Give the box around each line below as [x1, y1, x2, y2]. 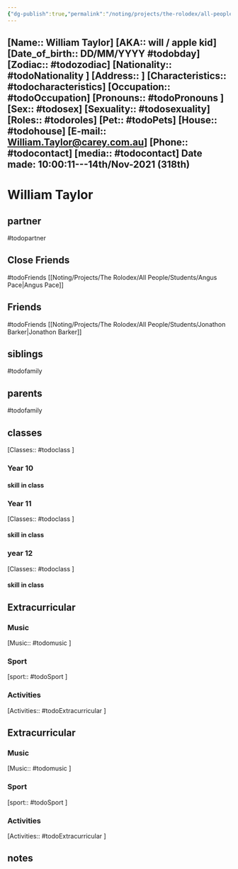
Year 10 [7, 464, 34, 473]
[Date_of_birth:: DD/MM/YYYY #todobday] [7, 47, 200, 60]
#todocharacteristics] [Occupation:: [7, 81, 171, 93]
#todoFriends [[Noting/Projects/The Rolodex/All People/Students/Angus [7, 273, 217, 281]
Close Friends [7, 254, 70, 267]
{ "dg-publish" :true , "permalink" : [7, 10, 106, 18]
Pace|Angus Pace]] [7, 281, 64, 289]
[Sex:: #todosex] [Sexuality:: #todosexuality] [7, 103, 210, 116]
